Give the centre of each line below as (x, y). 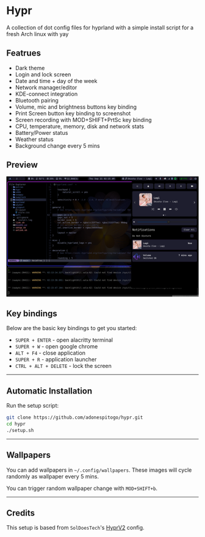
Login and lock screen (43, 74)
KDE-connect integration (46, 94)
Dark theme (30, 68)
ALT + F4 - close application (50, 353)
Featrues (24, 53)
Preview (22, 165)
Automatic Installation (49, 391)
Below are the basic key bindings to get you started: (72, 328)
